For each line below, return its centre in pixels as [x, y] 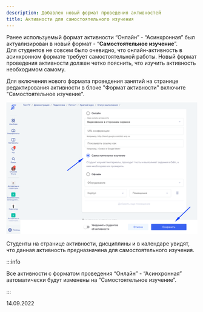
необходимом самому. [36, 69]
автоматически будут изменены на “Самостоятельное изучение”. [92, 280]
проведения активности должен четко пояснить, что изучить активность [101, 63]
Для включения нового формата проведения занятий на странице [92, 81]
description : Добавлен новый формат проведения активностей [84, 13]
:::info [13, 262]
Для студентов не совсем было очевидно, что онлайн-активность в [95, 50]
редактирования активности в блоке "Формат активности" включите [96, 87]
